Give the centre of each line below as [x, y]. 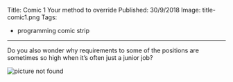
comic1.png [24, 17]
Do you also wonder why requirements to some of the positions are [103, 50]
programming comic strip [53, 31]
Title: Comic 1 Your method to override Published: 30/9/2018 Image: [104, 10]
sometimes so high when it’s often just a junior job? [80, 58]
